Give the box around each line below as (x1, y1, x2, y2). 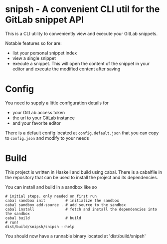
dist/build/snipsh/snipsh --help (5, 224, 75, 229)
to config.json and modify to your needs (5, 135, 89, 141)
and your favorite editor (12, 120, 61, 126)
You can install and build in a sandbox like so (5, 184, 97, 190)
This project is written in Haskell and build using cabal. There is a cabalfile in (5, 169, 163, 175)
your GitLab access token (12, 109, 65, 115)
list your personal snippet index (12, 50, 77, 56)
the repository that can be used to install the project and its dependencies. (5, 174, 159, 180)
